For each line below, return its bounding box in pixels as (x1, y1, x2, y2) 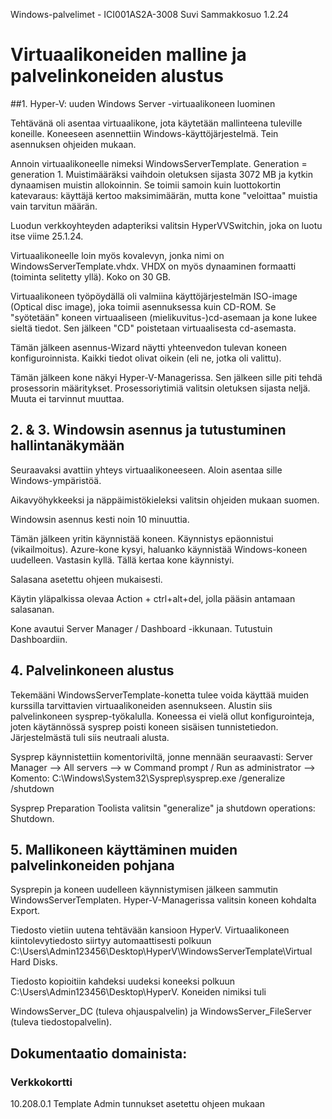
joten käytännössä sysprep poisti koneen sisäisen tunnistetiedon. (10, 720, 279, 733)
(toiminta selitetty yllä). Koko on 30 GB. (10, 270, 172, 283)
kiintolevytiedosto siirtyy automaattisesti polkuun (10, 935, 212, 947)
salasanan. (10, 603, 55, 615)
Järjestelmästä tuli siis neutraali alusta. (10, 731, 170, 743)
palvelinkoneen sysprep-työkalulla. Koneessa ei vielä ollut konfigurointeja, (10, 710, 315, 722)
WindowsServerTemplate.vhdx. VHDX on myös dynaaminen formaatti (10, 260, 297, 272)
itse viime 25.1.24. (10, 230, 84, 242)
